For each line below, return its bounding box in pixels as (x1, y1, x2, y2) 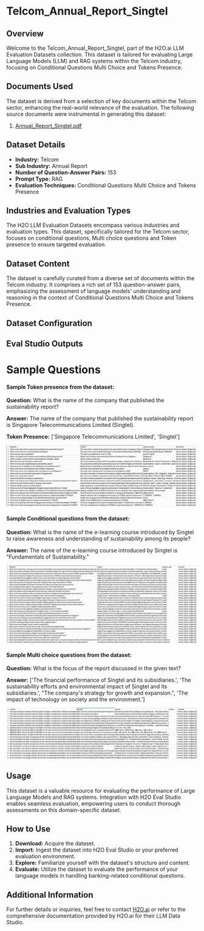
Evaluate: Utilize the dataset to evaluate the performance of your (15, 865, 178, 873)
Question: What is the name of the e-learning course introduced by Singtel (6, 528, 194, 536)
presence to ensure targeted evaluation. (6, 241, 106, 248)
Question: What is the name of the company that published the (6, 397, 165, 404)
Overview (6, 29, 44, 39)
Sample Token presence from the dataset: (6, 383, 115, 391)
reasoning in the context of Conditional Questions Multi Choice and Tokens (6, 294, 194, 301)
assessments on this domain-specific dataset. (6, 806, 121, 813)
